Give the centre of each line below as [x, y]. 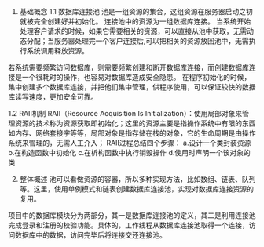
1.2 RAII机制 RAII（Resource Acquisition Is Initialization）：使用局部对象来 [125, 113]
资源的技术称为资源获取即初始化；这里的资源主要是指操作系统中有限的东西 [135, 123]
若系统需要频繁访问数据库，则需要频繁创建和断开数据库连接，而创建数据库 [128, 67]
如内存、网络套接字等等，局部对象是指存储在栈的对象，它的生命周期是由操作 [132, 133]
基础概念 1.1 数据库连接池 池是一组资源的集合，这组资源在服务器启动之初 [136, 11]
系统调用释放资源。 [57, 51]
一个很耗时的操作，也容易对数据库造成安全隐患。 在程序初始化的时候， [136, 77]
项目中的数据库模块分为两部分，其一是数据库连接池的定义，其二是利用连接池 [132, 215]
